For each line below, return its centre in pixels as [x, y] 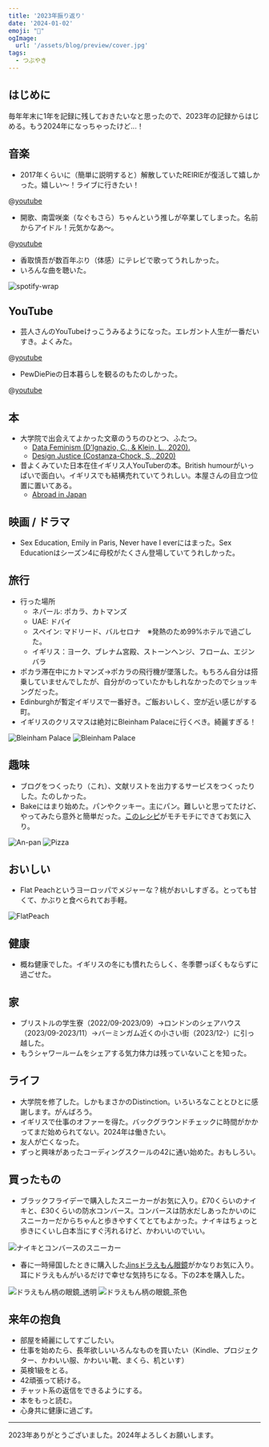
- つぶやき [31, 61]
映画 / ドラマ [39, 522]
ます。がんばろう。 [65, 1111]
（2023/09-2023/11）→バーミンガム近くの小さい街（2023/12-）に [130, 1033]
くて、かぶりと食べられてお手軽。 [76, 900]
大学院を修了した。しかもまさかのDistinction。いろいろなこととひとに [136, 1102]
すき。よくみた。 [48, 341]
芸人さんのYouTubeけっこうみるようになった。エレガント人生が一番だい [140, 332]
